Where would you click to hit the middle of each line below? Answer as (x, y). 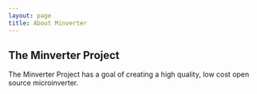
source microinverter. (43, 83)
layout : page (30, 16)
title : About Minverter (48, 23)
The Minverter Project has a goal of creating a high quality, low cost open (129, 74)
